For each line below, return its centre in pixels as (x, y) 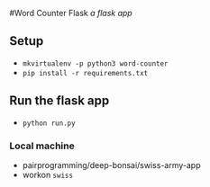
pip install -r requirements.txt (85, 73)
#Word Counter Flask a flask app (71, 13)
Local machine (42, 146)
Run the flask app (59, 101)
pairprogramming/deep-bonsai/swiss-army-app (111, 165)
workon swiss (48, 174)
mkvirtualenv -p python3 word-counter (95, 63)
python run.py (49, 123)
